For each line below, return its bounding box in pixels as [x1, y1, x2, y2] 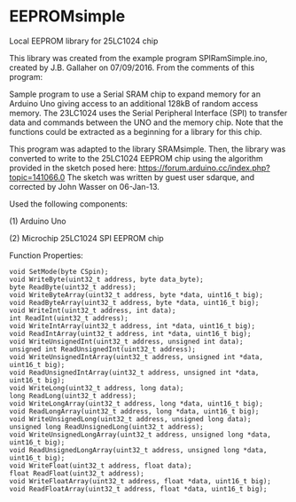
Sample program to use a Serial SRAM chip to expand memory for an [9, 89, 261, 99]
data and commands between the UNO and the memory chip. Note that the [9, 117, 284, 128]
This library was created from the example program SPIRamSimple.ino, [9, 52, 268, 63]
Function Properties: [9, 250, 84, 261]
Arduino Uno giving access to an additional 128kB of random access [9, 98, 259, 108]
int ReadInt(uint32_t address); [9, 313, 129, 323]
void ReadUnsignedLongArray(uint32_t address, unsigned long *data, [9, 445, 268, 454]
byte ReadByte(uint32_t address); [9, 282, 137, 292]
